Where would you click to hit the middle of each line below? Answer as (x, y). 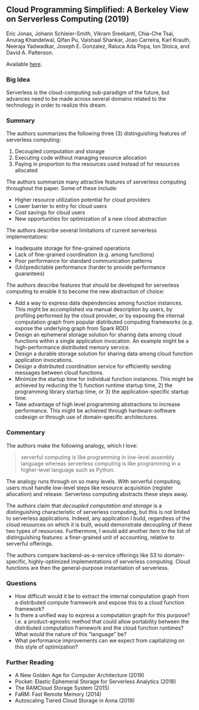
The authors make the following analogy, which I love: (72, 445)
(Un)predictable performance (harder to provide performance (90, 267)
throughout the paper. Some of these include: (62, 188)
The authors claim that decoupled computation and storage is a (84, 506)
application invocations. (44, 360)
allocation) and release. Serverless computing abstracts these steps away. (97, 494)
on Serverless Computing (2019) (68, 19)
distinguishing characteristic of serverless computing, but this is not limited (98, 511)
